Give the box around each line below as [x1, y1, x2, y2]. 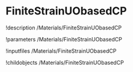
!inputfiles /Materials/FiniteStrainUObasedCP [5, 47, 117, 55]
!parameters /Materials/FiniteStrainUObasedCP [5, 35, 123, 43]
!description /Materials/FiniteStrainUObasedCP [5, 24, 122, 31]
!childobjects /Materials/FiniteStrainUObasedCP [5, 59, 124, 66]
